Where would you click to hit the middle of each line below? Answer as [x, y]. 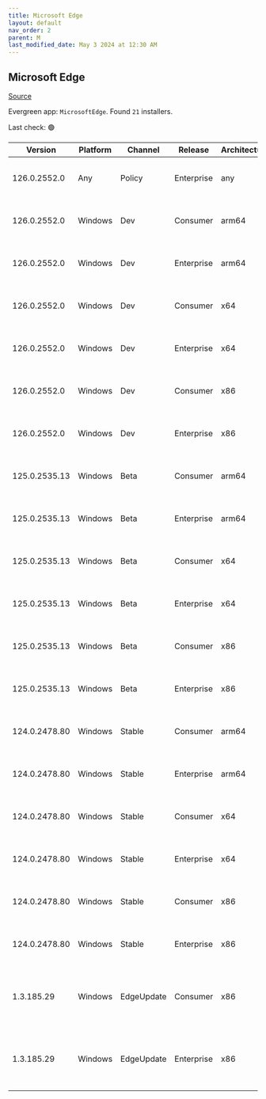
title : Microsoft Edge [46, 15]
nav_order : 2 [30, 30]
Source [20, 96]
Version [42, 150]
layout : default [35, 23]
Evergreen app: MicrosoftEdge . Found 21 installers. [91, 111]
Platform [95, 150]
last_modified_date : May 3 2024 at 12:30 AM [83, 45]
